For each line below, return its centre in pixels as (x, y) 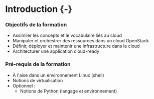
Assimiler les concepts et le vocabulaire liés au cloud (67, 35)
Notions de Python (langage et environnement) (68, 91)
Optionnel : (24, 86)
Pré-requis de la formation (38, 64)
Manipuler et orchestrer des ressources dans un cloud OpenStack (81, 41)
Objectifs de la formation (36, 25)
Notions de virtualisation (38, 80)
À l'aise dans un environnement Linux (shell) (58, 75)
